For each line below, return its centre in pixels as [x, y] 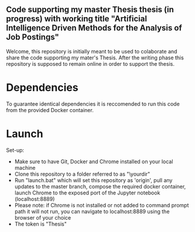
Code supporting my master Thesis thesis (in [90, 10]
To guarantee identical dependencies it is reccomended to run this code [93, 104]
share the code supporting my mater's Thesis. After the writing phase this [95, 58]
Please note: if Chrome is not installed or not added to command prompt [102, 205]
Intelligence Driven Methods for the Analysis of [94, 28]
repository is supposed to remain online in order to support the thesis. [90, 63]
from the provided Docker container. [50, 110]
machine [25, 167]
